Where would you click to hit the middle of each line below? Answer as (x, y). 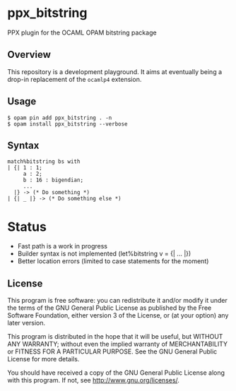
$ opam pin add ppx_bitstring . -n (60, 118)
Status (27, 227)
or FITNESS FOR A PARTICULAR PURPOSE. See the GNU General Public (112, 351)
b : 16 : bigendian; (53, 180)
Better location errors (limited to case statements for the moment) (113, 261)
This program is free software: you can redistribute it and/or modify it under (117, 301)
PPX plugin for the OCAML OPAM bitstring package (82, 32)
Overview (29, 55)
